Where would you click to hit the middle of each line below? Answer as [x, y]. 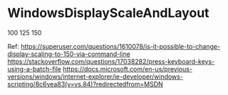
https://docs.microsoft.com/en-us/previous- [128, 69]
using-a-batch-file [35, 69]
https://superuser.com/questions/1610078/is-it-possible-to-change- [121, 46]
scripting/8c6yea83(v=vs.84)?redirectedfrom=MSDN [85, 84]
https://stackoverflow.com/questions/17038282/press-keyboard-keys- [111, 61]
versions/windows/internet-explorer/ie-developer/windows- [95, 77]
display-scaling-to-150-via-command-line [69, 54]
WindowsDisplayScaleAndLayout [108, 13]
